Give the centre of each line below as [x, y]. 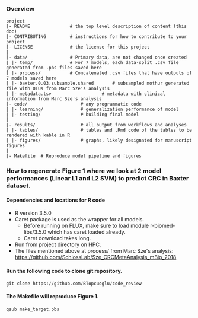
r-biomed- [163, 226]
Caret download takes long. [57, 238]
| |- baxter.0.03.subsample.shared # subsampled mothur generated [98, 84]
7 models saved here [32, 78]
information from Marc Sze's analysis [54, 99]
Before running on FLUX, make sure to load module [86, 226]
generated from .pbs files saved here [54, 68]
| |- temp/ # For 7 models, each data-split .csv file [92, 63]
